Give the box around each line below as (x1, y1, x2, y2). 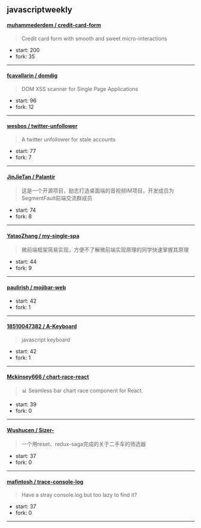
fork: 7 (15, 154, 32, 161)
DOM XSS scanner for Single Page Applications (21, 85, 138, 92)
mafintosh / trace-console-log (7, 478, 84, 485)
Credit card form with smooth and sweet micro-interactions (21, 35, 168, 42)
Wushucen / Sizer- (7, 426, 54, 434)
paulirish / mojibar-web (7, 284, 66, 291)
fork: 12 (15, 103, 35, 110)
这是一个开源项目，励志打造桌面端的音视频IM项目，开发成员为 (21, 187, 175, 194)
